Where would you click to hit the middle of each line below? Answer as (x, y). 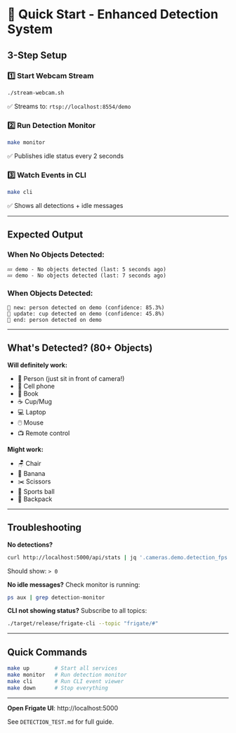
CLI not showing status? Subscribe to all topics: (77, 611)
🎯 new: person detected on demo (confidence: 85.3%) (86, 308)
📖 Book (28, 394)
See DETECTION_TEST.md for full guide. (61, 721)
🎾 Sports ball (36, 491)
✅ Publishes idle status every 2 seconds (66, 156)
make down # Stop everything (58, 688)
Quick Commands (47, 652)
